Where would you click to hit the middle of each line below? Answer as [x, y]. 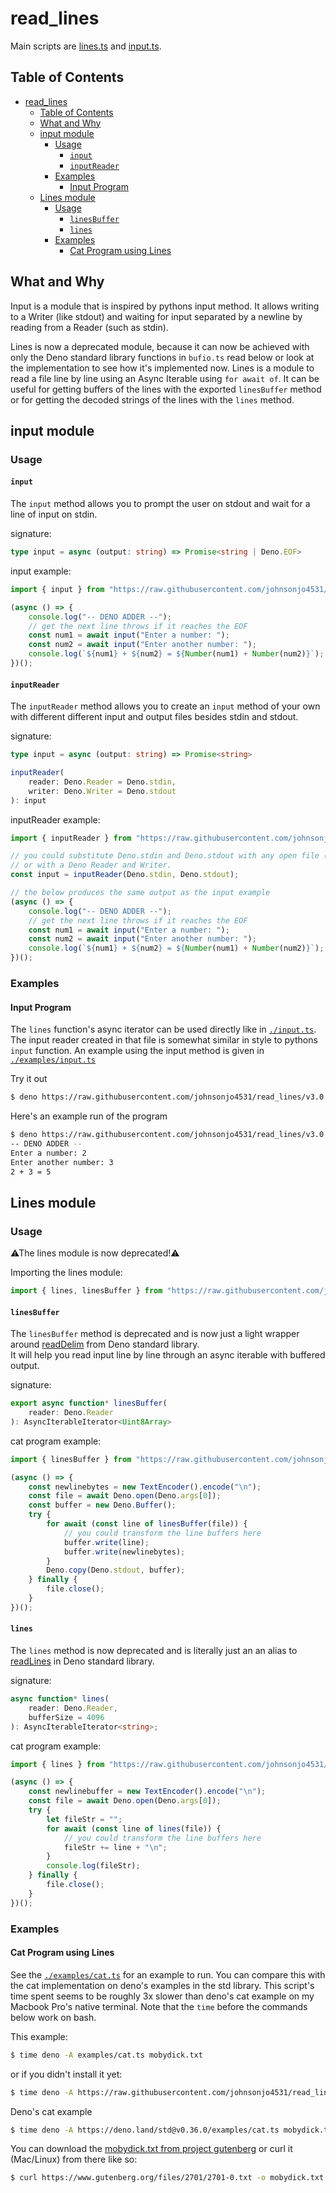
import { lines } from [57, 1764]
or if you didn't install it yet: [66, 2074]
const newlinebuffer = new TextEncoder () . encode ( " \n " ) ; [147, 1792]
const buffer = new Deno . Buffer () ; [102, 1505]
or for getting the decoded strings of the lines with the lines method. [152, 399]
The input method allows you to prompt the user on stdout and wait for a [160, 504]
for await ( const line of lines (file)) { [134, 1828]
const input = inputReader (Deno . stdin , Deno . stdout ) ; [125, 875]
